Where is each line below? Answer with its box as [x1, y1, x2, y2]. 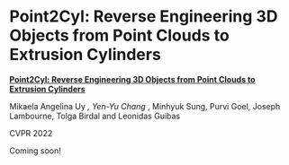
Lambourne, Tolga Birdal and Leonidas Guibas [9, 110, 181, 121]
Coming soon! [9, 145, 61, 156]
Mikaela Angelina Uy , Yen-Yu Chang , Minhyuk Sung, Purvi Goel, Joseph [9, 100, 281, 111]
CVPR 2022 [9, 127, 53, 138]
